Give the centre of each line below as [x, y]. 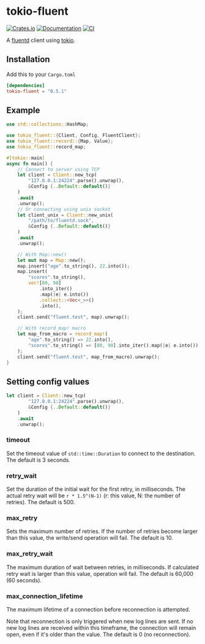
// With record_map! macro [52, 328]
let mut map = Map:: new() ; [52, 260]
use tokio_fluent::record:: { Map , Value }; [60, 141]
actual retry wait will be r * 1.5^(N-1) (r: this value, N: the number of [93, 496]
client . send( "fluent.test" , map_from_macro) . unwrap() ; [89, 357]
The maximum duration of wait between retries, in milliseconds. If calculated [102, 567]
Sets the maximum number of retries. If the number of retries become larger [102, 531]
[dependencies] [26, 85]
